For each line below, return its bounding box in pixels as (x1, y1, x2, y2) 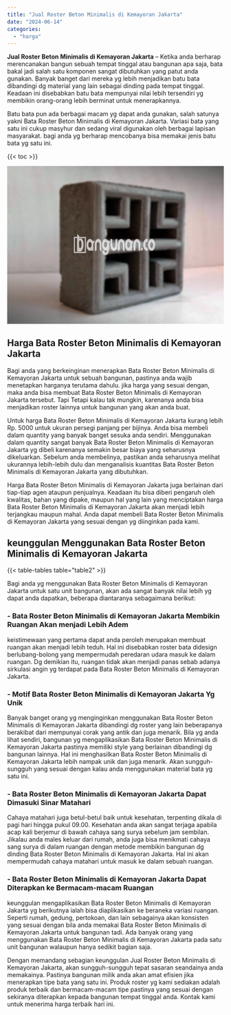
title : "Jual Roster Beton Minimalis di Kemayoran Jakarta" (7, 11, 184, 18)
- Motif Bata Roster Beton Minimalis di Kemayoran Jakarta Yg (7, 689, 215, 698)
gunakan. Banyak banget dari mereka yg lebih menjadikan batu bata (7, 74, 200, 83)
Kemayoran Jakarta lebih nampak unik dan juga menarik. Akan (7, 758, 184, 765)
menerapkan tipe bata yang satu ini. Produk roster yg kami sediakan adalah (7, 978, 221, 986)
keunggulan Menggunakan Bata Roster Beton (7, 537, 206, 548)
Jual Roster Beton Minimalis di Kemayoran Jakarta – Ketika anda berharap (7, 52, 221, 61)
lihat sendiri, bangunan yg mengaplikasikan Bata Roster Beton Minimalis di (7, 736, 218, 743)
